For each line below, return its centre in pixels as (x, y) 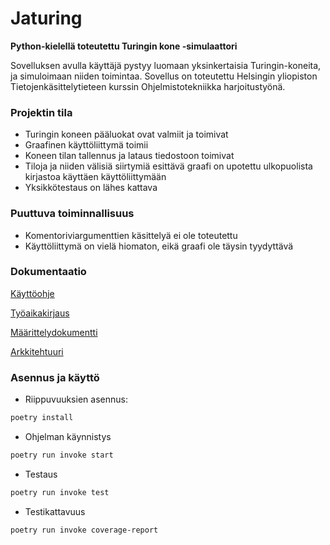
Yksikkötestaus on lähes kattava (91, 188)
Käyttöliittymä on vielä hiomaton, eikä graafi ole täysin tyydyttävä (159, 246)
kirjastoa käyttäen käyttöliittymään (95, 177)
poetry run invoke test (60, 492)
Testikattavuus (55, 511)
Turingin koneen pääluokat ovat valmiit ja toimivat (126, 134)
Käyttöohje (32, 293)
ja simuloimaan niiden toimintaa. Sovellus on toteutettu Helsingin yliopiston (164, 76)
